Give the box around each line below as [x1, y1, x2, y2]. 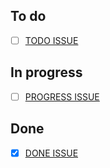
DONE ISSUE [24, 147, 79, 159]
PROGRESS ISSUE [24, 90, 100, 103]
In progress [10, 64, 83, 81]
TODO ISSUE [24, 34, 79, 46]
